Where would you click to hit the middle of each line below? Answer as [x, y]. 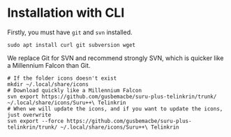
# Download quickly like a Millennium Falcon [74, 90]
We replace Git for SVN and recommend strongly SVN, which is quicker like [115, 58]
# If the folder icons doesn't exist [62, 78]
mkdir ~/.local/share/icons [48, 84]
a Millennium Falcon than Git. [49, 65]
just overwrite [29, 115]
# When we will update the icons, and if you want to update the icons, [115, 109]
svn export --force [36, 121]
